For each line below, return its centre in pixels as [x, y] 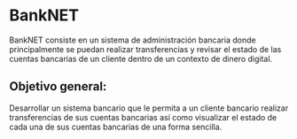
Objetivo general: [58, 86]
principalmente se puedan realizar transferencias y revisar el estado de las [145, 49]
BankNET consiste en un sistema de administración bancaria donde [133, 40]
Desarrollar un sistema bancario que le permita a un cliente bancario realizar [149, 108]
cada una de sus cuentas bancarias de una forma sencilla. [116, 127]
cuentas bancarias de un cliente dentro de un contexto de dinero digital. [141, 58]
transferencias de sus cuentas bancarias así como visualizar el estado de [143, 117]
